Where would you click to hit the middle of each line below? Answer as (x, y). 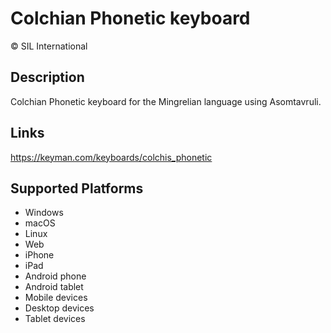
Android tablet (54, 287)
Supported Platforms (77, 188)
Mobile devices (56, 298)
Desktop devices (59, 308)
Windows (44, 213)
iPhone (39, 255)
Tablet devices (55, 319)
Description (47, 77)
